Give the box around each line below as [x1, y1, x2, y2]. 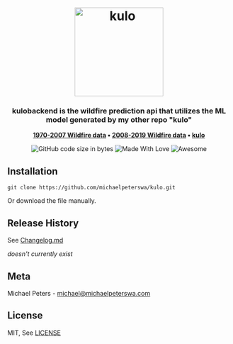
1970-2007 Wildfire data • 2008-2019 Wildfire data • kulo [33, 131, 205, 140]
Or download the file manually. [7, 196, 97, 205]
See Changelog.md [7, 236, 64, 245]
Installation [7, 165, 58, 177]
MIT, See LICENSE [7, 328, 62, 337]
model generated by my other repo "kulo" [45, 115, 193, 125]
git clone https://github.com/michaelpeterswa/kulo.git [7, 184, 176, 192]
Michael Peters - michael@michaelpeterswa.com [7, 289, 151, 297]
